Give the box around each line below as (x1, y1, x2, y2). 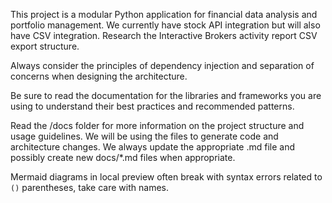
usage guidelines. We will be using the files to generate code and (10, 130, 279, 142)
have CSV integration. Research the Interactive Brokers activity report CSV (10, 30, 318, 41)
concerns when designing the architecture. (10, 70, 188, 82)
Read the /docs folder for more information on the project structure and (10, 120, 305, 131)
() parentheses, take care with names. (10, 182, 169, 193)
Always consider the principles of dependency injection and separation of (10, 60, 315, 71)
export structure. (10, 40, 80, 52)
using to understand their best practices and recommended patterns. (10, 100, 295, 112)
